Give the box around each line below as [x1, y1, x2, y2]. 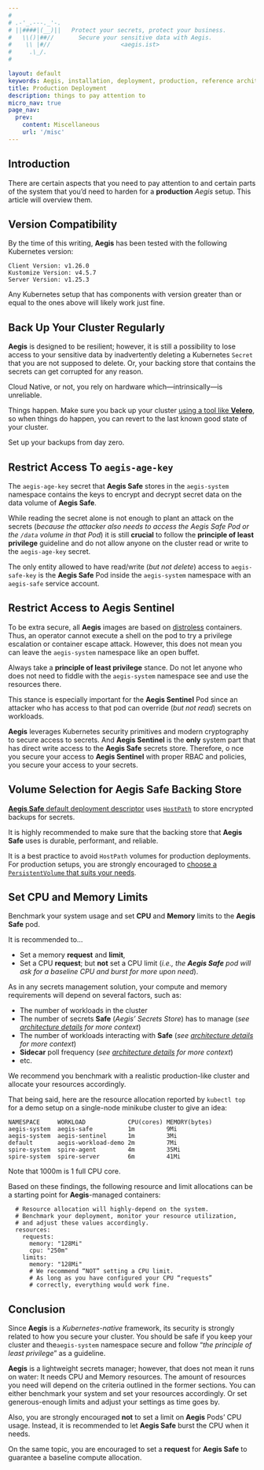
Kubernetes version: [8, 247, 74, 257]
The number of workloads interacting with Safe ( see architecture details [19, 1031, 254, 1040]
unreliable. [8, 390, 42, 400]
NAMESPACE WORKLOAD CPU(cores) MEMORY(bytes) [8, 1118, 213, 1126]
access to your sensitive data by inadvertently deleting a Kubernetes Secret [8, 350, 253, 360]
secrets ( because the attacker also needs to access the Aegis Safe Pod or [8, 522, 250, 531]
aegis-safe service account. [8, 579, 100, 588]
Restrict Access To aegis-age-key [8, 460, 174, 474]
